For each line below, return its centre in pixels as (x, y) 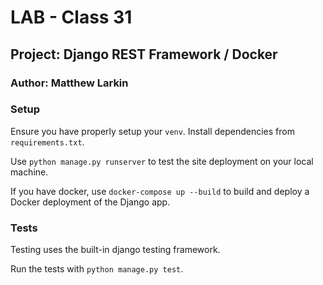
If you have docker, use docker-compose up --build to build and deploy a (160, 191)
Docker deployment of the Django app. (90, 202)
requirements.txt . (47, 142)
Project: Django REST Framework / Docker (144, 54)
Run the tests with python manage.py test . (97, 269)
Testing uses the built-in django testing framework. (115, 250)
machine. (29, 172)
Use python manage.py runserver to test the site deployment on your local (162, 161)
